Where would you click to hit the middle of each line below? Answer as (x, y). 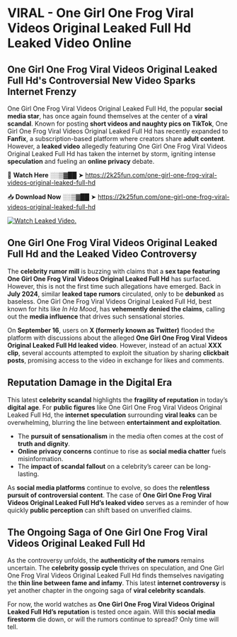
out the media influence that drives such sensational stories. (96, 316)
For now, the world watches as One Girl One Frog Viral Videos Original (111, 604)
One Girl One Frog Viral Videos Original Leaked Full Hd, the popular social (115, 109)
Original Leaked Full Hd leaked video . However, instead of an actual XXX (115, 345)
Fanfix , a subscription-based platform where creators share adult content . (117, 139)
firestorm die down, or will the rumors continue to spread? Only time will (113, 619)
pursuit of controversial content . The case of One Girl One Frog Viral (110, 495)
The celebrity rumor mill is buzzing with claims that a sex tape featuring (114, 271)
